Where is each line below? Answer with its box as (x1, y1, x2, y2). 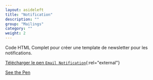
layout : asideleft (5, 7, 44, 13)
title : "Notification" (5, 12, 53, 17)
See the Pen (5, 69, 31, 75)
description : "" (5, 17, 39, 22)
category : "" (5, 26, 33, 31)
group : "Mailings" (5, 21, 44, 27)
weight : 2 (5, 31, 26, 36)
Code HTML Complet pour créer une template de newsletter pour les (5, 45, 148, 50)
